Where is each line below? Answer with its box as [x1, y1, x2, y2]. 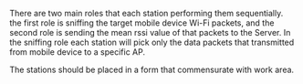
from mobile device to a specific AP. [9, 47, 146, 58]
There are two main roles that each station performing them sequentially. [9, 8, 284, 18]
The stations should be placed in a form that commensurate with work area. [9, 64, 295, 75]
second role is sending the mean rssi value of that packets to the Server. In [9, 27, 291, 37]
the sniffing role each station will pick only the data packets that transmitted [9, 37, 295, 47]
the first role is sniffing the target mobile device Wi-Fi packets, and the [9, 17, 275, 28]
